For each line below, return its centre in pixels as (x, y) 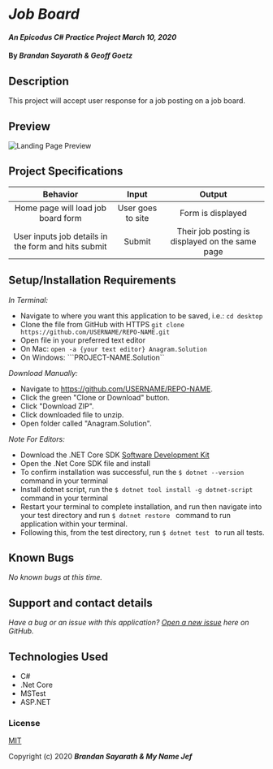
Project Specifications (66, 171)
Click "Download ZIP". (57, 406)
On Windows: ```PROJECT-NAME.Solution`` (92, 357)
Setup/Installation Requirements (92, 281)
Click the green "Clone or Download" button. (95, 397)
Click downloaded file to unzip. (72, 414)
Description (39, 81)
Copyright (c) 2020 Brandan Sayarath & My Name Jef (100, 757)
